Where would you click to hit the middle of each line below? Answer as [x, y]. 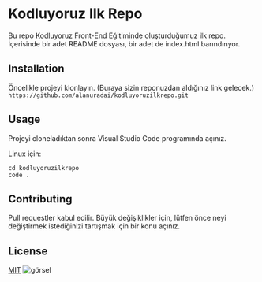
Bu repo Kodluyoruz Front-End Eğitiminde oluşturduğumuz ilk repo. [117, 35]
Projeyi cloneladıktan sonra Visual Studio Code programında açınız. [117, 138]
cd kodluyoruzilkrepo [44, 168]
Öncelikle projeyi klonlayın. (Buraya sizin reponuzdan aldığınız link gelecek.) [131, 87]
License [28, 251]
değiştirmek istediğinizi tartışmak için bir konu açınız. [94, 226]
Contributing [40, 199]
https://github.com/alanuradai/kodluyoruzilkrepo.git [99, 95]
